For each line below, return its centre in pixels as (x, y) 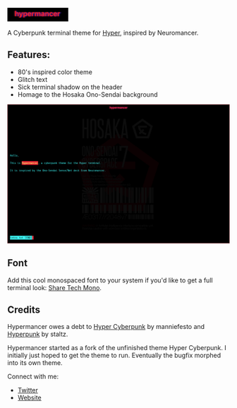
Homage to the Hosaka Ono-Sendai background (87, 94)
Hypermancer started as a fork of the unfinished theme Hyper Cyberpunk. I (117, 348)
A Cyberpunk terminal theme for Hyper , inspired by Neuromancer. (103, 33)
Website (30, 398)
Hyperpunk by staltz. (38, 334)
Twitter (28, 390)
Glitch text (32, 79)
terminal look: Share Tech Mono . (55, 287)
